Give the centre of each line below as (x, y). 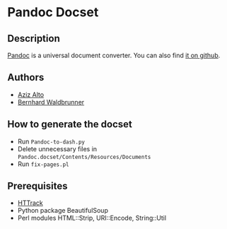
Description (34, 39)
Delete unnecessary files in (57, 148)
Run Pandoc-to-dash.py (51, 141)
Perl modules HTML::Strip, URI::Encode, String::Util (92, 218)
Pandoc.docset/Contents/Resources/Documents (84, 157)
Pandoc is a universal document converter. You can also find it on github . (114, 55)
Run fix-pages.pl (43, 164)
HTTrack (30, 203)
